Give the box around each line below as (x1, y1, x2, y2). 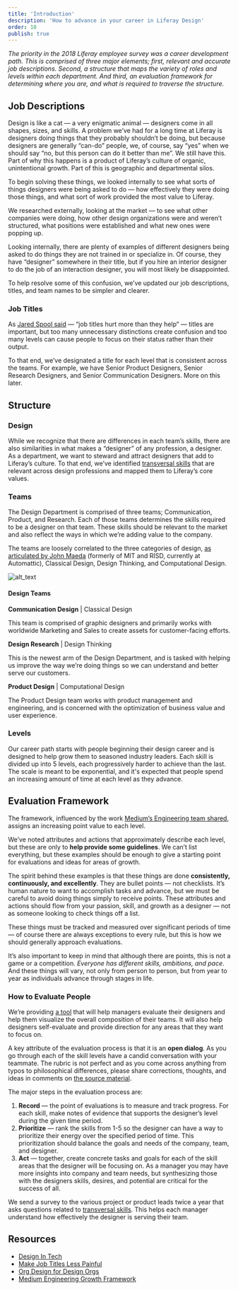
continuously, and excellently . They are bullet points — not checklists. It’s (8, 878, 225, 888)
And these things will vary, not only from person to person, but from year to (8, 966, 228, 975)
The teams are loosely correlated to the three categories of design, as (8, 544, 211, 552)
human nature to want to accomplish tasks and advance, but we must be (8, 886, 220, 895)
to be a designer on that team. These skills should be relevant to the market (8, 523, 228, 531)
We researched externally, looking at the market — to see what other (8, 207, 208, 215)
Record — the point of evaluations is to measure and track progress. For (18, 1101, 229, 1110)
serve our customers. (8, 668, 71, 677)
